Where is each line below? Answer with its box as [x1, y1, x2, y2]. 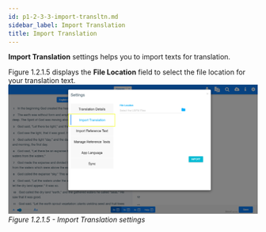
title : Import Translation [8, 29, 97, 37]
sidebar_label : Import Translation [8, 21, 126, 29]
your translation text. [8, 76, 76, 86]
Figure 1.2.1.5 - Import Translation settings [8, 215, 146, 224]
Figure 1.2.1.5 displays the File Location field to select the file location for [8, 67, 246, 77]
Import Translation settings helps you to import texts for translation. [8, 52, 231, 62]
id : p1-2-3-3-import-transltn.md [8, 13, 119, 21]
